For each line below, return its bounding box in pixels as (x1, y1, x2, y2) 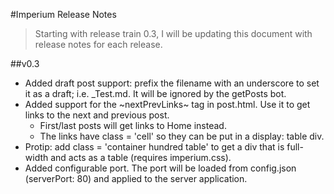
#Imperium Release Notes (10, 9, 117, 20)
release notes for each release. (34, 39, 163, 50)
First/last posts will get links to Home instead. (39, 120, 227, 131)
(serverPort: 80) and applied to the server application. (24, 173, 248, 184)
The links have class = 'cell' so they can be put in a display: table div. (39, 130, 325, 142)
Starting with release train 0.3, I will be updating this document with (34, 28, 313, 39)
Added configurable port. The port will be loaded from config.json (24, 162, 297, 174)
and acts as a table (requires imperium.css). (50, 152, 232, 163)
